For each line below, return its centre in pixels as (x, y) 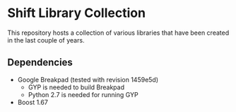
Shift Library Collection (77, 13)
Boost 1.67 (33, 102)
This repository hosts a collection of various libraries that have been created (118, 33)
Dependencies (40, 63)
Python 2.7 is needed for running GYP (83, 94)
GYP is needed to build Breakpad (76, 87)
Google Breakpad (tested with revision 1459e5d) (88, 79)
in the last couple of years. (46, 40)
